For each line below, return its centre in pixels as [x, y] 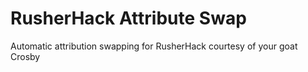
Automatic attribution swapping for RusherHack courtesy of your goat [154, 46]
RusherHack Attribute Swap [128, 18]
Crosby [25, 56]
